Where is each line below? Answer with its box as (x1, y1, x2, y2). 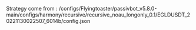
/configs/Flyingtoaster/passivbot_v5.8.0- (58, 5, 157, 12)
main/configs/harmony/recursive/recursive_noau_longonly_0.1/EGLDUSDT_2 (6, 11, 190, 18)
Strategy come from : (6, 5, 58, 12)
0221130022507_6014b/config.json (6, 18, 91, 24)
